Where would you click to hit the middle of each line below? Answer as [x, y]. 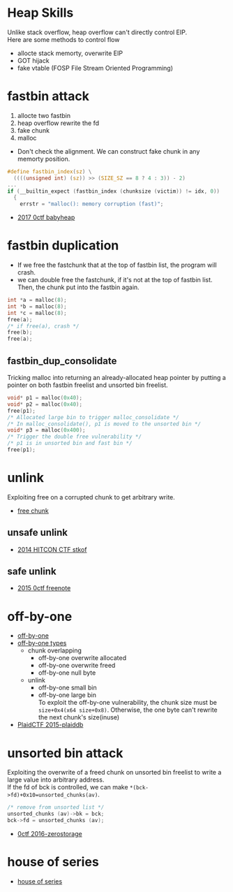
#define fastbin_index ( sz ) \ [50, 171]
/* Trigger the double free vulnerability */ [74, 437]
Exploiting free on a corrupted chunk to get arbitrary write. [91, 497]
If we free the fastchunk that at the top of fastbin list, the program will [117, 265]
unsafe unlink [38, 533]
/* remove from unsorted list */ [56, 807]
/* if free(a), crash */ [43, 326]
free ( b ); [20, 332]
